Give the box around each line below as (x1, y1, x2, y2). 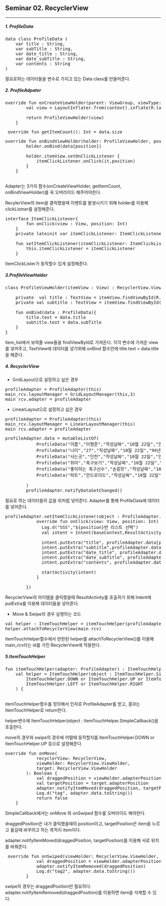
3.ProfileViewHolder (5, 272, 48, 278)
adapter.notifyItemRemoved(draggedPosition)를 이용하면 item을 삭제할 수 (5, 889, 152, 895)
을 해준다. (5, 352, 24, 358)
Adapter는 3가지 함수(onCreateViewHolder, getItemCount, (5, 183, 122, 189)
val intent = (41, 529, 73, 535)
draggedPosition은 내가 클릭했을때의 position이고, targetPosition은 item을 (5, 821, 151, 827)
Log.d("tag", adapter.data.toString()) (36, 790, 133, 796)
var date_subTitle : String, (15, 56, 86, 62)
